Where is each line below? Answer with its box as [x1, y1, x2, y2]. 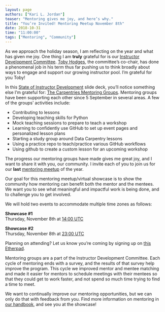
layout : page [5, 7, 32, 12]
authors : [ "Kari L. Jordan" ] [5, 12, 65, 17]
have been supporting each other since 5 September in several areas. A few [5, 94, 160, 100]
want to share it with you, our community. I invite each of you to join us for [5, 161, 156, 167]
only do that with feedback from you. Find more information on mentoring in [5, 296, 159, 302]
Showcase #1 [5, 210, 33, 216]
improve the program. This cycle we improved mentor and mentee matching [5, 265, 159, 272]
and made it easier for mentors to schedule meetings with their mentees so [5, 271, 158, 276]
